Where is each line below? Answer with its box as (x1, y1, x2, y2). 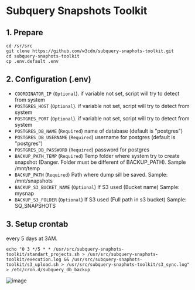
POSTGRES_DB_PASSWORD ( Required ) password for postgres (14, 146, 150, 153)
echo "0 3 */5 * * (6, 246, 51, 252)
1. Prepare (6, 28, 43, 38)
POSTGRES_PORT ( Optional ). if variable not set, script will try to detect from (14, 114, 190, 122)
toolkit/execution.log (6, 257, 61, 262)
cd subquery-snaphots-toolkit (6, 53, 80, 59)
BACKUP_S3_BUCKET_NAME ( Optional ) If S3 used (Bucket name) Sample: (14, 183, 180, 190)
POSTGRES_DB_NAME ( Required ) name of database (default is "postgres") (14, 127, 183, 134)
